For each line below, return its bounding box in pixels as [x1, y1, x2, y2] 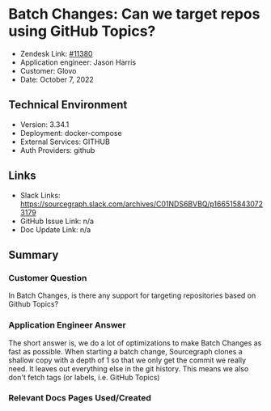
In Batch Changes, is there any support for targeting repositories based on [8, 290, 256, 300]
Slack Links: [19, 190, 61, 200]
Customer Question [8, 272, 87, 283]
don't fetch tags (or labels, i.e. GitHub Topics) [8, 372, 160, 382]
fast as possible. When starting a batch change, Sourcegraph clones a [8, 346, 243, 356]
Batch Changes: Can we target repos [8, 5, 260, 23]
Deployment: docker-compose [19, 128, 123, 138]
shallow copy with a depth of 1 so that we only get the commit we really [8, 355, 247, 365]
